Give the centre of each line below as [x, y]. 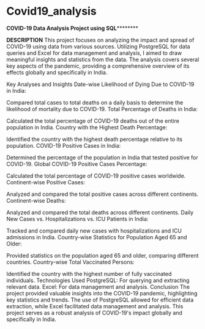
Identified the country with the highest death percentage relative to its [95, 139]
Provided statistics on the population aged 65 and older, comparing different [102, 255]
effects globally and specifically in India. [57, 72]
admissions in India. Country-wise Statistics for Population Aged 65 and [97, 237]
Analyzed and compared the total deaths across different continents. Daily [100, 212]
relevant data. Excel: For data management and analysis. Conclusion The [98, 287]
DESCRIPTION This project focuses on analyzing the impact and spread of [100, 40]
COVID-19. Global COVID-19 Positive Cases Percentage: [77, 164]
